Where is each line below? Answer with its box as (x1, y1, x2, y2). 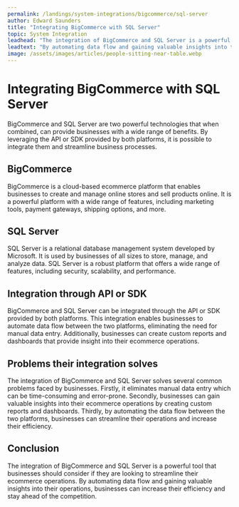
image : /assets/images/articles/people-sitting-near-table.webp (7, 51, 202, 58)
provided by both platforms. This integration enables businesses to (7, 314, 203, 323)
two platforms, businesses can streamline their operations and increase (7, 414, 217, 423)
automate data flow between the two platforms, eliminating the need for (7, 322, 218, 330)
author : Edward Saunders (7, 17, 81, 24)
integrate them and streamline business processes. (7, 142, 158, 150)
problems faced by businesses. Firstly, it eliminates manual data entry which (7, 384, 231, 393)
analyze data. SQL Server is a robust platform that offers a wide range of (7, 260, 221, 268)
